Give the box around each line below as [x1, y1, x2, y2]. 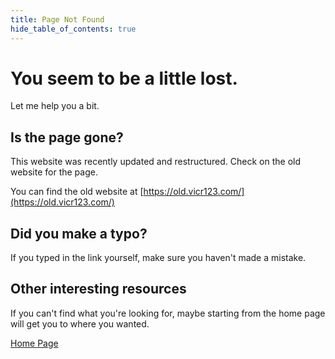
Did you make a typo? [10, 225, 148, 242]
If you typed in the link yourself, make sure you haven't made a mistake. [10, 252, 307, 264]
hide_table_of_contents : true [10, 24, 137, 34]
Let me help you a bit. [10, 100, 100, 112]
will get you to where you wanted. [10, 317, 150, 330]
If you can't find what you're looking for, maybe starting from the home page [10, 307, 326, 319]
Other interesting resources [10, 281, 187, 298]
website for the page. [10, 166, 98, 178]
